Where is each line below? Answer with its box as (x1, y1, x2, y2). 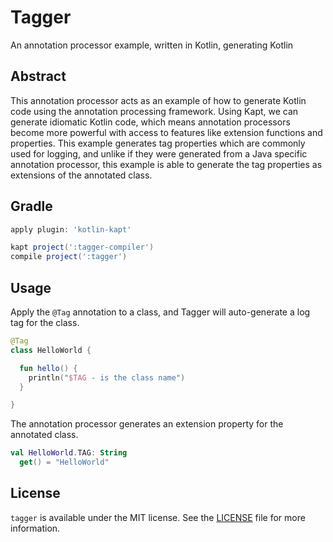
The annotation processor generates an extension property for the (10, 418, 284, 430)
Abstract (10, 68, 67, 85)
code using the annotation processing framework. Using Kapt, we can (10, 105, 299, 117)
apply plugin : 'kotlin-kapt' (10, 224, 132, 235)
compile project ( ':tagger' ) (10, 252, 128, 262)
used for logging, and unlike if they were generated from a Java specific (10, 147, 308, 160)
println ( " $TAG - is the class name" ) (28, 372, 186, 383)
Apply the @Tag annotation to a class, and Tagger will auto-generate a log (10, 306, 311, 318)
